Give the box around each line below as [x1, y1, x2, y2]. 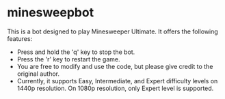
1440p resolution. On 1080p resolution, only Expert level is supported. [16, 84, 214, 92]
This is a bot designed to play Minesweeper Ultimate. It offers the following [7, 27, 219, 36]
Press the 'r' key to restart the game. [16, 55, 121, 63]
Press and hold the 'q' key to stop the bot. [16, 48, 135, 56]
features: [7, 34, 33, 42]
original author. [16, 70, 60, 78]
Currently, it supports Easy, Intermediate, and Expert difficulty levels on [16, 76, 218, 85]
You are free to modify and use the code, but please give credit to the [16, 62, 213, 70]
